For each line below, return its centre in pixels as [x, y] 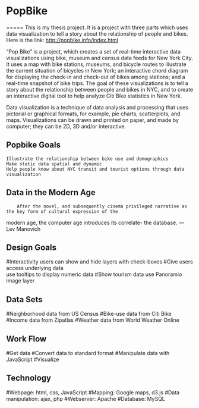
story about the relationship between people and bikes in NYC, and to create [100, 89]
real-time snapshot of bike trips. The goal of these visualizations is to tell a [97, 83]
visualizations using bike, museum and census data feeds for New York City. [99, 58]
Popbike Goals [34, 145]
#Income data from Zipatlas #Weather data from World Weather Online [93, 320]
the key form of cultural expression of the [62, 211]
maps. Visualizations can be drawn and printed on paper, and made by [93, 120]
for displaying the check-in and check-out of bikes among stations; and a [96, 77]
